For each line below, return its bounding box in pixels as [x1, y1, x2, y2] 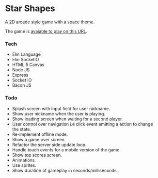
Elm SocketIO [12, 57, 39, 63]
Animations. [12, 157, 36, 163]
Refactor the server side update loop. [12, 142, 87, 147]
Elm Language [12, 51, 41, 57]
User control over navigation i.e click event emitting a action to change [12, 121, 153, 127]
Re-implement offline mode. [12, 131, 68, 137]
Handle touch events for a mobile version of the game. [12, 146, 121, 153]
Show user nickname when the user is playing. [12, 111, 106, 116]
